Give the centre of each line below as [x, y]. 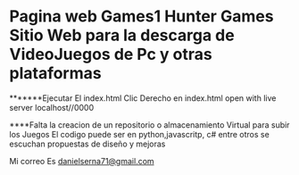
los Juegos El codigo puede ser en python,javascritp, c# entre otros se [139, 134]
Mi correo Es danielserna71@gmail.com [82, 161]
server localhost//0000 [52, 107]
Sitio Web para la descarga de [122, 35]
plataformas [55, 74]
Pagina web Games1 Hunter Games [141, 17]
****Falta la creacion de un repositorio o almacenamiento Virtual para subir [149, 125]
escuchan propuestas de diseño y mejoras [87, 144]
